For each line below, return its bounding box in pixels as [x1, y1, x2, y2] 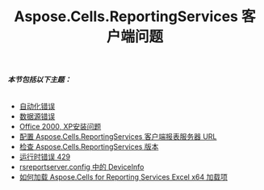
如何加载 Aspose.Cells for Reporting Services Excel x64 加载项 [19, 171, 228, 182]
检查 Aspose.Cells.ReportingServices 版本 [19, 141, 159, 151]
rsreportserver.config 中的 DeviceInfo [19, 162, 145, 171]
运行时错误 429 [19, 151, 70, 162]
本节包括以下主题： [7, 74, 72, 85]
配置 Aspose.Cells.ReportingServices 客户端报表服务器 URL [19, 131, 217, 141]
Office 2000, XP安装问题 [19, 121, 102, 131]
